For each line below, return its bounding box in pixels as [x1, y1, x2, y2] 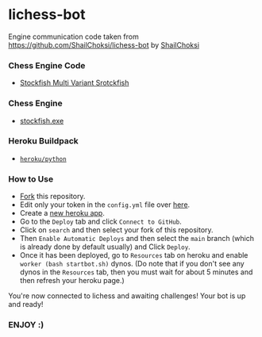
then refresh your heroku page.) [19, 276, 125, 285]
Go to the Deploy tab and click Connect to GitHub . [19, 216, 183, 227]
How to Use [8, 173, 54, 184]
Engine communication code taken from [8, 32, 139, 41]
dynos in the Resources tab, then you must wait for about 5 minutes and [19, 267, 253, 277]
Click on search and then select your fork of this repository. [19, 225, 214, 235]
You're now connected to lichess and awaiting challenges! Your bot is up [8, 291, 246, 301]
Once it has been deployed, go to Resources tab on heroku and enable [19, 251, 249, 260]
